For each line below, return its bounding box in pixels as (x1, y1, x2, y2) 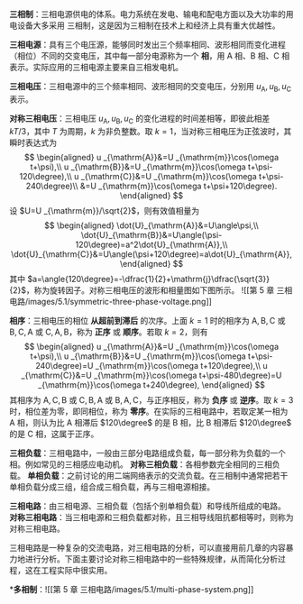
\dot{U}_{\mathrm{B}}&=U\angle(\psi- (80, 229, 223, 240)
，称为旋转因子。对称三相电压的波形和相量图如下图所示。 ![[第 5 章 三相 (25, 284, 293, 296)
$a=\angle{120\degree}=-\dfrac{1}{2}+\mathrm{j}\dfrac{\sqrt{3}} (26, 273, 271, 284)
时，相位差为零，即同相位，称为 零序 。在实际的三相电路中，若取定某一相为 (9, 406, 289, 416)
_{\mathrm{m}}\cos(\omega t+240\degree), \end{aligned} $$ (37, 379, 266, 390)
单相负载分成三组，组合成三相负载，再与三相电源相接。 (9, 481, 215, 492)
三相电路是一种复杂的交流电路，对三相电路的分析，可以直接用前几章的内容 (9, 542, 286, 553)
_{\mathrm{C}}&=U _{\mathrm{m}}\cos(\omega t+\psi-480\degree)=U (21, 370, 282, 380)
